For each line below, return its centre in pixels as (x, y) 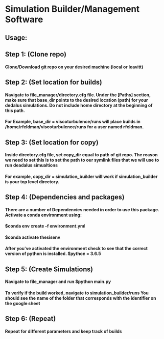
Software (24, 19)
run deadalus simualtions (31, 165)
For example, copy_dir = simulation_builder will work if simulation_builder (81, 176)
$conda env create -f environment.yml (45, 226)
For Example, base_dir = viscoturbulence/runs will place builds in (73, 122)
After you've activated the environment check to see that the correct (76, 249)
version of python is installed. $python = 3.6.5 (53, 254)
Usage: (16, 38)
